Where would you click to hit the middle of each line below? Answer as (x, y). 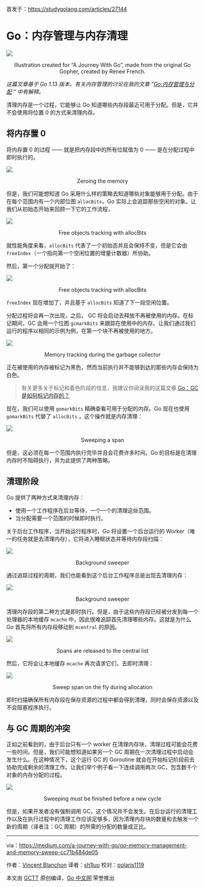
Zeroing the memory (103, 181)
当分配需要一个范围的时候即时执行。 (61, 518)
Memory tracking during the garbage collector (103, 354)
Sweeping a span (103, 440)
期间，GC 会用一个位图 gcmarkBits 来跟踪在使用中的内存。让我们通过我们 (104, 323)
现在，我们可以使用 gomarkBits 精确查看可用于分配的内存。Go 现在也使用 (98, 408)
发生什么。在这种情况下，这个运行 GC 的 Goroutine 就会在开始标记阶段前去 (101, 759)
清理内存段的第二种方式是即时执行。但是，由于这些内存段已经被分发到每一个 (103, 611)
